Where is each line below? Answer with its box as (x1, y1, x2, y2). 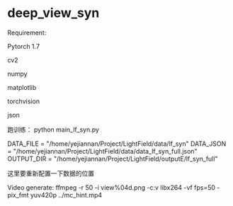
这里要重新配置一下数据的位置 (7, 168, 94, 178)
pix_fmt (7, 190, 30, 199)
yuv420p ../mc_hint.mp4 (30, 190, 103, 199)
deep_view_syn (7, 5, 100, 21)
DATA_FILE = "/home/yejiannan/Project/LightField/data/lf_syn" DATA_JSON (7, 139, 227, 148)
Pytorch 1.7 (7, 42, 40, 50)
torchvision (7, 97, 40, 105)
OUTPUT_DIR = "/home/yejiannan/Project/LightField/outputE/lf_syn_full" (7, 154, 218, 163)
